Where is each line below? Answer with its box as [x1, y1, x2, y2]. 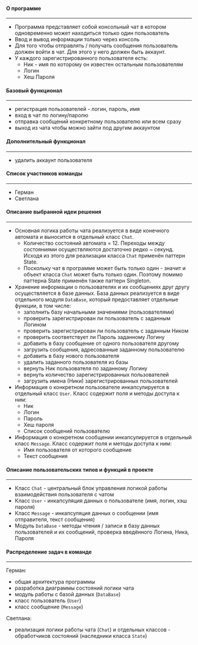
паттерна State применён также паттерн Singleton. [23, 277, 151, 284]
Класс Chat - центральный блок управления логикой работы [14, 485, 167, 492]
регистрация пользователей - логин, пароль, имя [14, 106, 140, 113]
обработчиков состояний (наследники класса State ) [14, 633, 147, 640]
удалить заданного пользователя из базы [23, 358, 128, 366]
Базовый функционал [6, 87, 63, 94]
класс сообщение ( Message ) [14, 603, 84, 610]
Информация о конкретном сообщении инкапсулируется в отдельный [14, 434, 192, 441]
